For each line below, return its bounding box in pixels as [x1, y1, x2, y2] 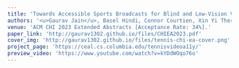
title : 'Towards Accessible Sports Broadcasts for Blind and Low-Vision [7, 10, 228, 18]
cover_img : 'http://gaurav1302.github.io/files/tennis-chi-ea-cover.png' [7, 37, 231, 44]
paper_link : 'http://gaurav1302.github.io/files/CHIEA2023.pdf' [7, 30, 202, 38]
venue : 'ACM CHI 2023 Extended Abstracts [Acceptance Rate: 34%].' [7, 23, 212, 30]
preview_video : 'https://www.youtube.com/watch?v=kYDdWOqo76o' [7, 50, 199, 57]
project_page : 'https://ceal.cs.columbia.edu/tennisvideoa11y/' [7, 43, 202, 50]
